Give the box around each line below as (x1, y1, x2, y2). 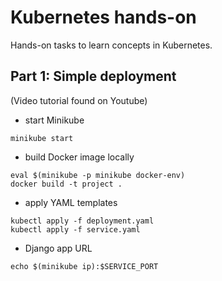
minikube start (10, 133, 74, 143)
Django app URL (24, 242, 93, 254)
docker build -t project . (10, 179, 123, 189)
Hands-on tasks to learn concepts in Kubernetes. (10, 39, 213, 51)
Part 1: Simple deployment (10, 68, 177, 85)
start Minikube (24, 114, 85, 126)
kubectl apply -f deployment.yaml (10, 216, 155, 226)
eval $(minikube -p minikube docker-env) (10, 170, 186, 180)
